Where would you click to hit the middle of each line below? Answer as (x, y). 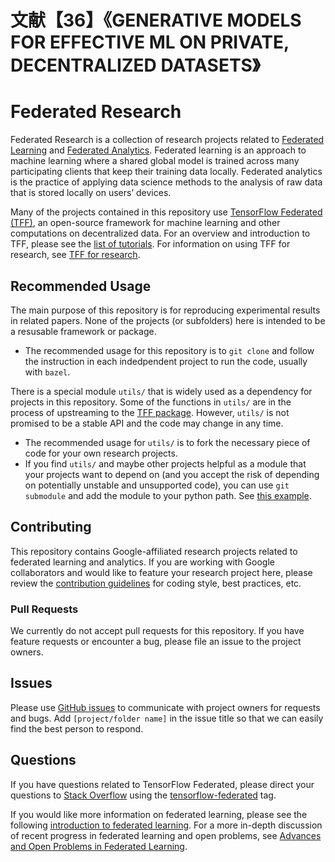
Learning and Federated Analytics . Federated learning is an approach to (158, 150)
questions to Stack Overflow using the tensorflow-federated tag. (143, 795)
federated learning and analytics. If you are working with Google (142, 562)
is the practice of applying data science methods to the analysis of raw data (166, 182)
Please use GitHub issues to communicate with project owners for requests (165, 707)
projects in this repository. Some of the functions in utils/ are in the (151, 402)
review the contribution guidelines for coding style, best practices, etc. (156, 583)
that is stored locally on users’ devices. (91, 193)
